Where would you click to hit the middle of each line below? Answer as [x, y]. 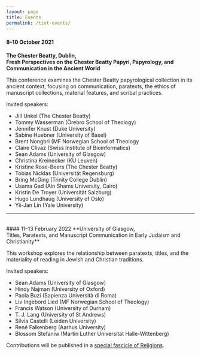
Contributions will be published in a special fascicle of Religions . [85, 345]
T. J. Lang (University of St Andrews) [60, 314]
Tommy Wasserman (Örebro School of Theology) [75, 122]
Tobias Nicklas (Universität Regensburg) [65, 173]
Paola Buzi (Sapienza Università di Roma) [66, 295]
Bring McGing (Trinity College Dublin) [61, 179]
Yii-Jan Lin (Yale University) [49, 205]
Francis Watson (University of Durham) [63, 308]
